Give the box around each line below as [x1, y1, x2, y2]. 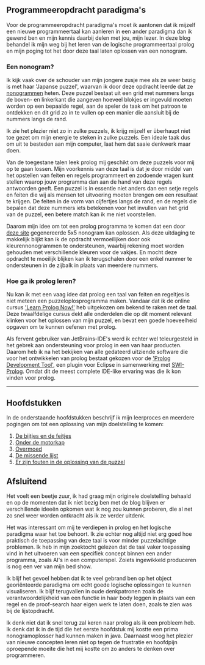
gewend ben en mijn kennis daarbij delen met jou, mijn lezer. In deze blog [6, 34, 191, 42]
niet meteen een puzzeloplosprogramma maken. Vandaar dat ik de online [6, 297, 190, 305]
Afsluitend [6, 476, 47, 486]
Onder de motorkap [15, 439, 65, 446]
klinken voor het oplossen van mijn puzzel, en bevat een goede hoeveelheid [6, 317, 197, 324]
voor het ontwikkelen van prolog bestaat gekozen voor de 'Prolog [6, 355, 171, 362]
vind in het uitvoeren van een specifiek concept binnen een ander [6, 550, 172, 557]
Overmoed [15, 445, 43, 453]
